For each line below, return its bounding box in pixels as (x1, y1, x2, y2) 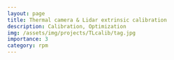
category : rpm (7, 42, 49, 49)
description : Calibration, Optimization (7, 23, 127, 30)
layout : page (7, 10, 45, 17)
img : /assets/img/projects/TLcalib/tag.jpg (7, 29, 136, 37)
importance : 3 (7, 36, 49, 43)
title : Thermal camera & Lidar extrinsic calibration (7, 17, 168, 23)
